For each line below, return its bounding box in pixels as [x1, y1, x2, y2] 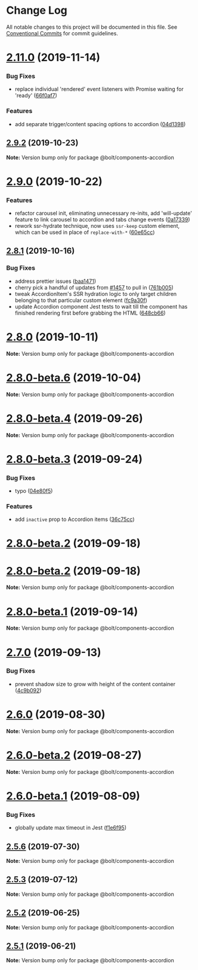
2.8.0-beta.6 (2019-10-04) [6, 371, 141, 385]
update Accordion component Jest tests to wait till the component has [14, 303, 188, 310]
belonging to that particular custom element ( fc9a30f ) [14, 297, 147, 304]
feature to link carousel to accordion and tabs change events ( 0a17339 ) [14, 216, 190, 223]
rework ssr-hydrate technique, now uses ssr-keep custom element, [14, 222, 180, 230]
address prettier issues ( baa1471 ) [14, 277, 97, 285]
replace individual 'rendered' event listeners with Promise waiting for [14, 86, 184, 93]
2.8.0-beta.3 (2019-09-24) [6, 452, 143, 466]
